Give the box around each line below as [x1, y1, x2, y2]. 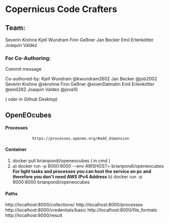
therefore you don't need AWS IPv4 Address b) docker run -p [12, 174, 142, 180]
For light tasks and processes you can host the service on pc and [12, 168, 152, 174]
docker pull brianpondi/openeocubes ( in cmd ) [12, 158, 111, 164]
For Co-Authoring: [5, 54, 51, 61]
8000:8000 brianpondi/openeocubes [12, 179, 90, 185]
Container [5, 147, 27, 153]
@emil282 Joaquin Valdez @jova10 [5, 86, 78, 92]
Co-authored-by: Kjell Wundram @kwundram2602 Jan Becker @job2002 [5, 76, 157, 82]
